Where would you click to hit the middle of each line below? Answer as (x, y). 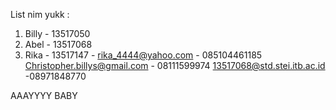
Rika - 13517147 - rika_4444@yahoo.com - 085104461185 (143, 55)
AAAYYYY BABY (44, 95)
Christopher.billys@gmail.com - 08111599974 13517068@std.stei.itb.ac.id (175, 65)
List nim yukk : (40, 14)
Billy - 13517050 (57, 33)
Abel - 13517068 (58, 44)
